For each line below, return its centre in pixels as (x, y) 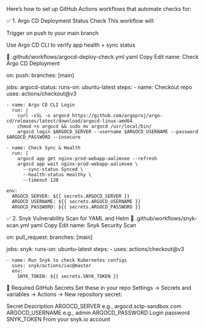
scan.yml (18, 225)
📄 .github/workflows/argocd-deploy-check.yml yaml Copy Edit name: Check (102, 57)
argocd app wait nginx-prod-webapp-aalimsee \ (78, 164)
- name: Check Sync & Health (43, 148)
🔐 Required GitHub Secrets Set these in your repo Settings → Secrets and (99, 288)
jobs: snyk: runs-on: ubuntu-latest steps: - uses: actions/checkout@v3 (95, 249)
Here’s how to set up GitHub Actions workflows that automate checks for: (99, 9)
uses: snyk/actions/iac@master (52, 266)
